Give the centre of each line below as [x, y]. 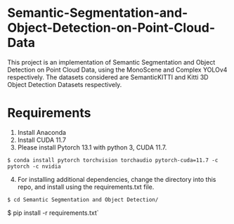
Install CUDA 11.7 [42, 140]
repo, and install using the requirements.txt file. [86, 187]
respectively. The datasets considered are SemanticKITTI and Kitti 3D [108, 77]
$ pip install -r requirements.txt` [53, 213]
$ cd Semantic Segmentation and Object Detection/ [83, 199]
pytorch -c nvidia [34, 166]
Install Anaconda [42, 132]
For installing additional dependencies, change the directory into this [117, 179]
